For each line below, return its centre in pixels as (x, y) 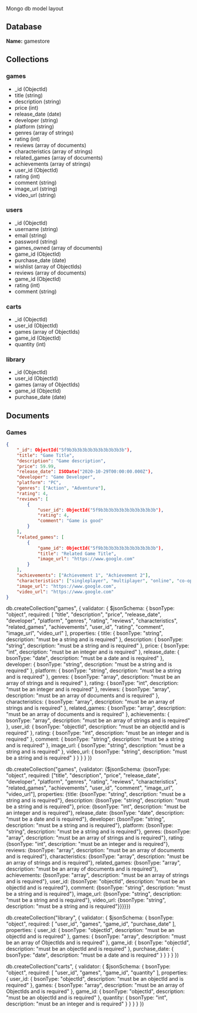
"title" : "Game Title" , (46, 455)
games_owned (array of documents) (58, 248)
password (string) (36, 241)
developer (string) (36, 120)
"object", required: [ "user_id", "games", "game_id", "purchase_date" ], (91, 924)
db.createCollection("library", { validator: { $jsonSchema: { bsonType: (90, 918)
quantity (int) (30, 344)
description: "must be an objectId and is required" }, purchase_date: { (90, 949)
